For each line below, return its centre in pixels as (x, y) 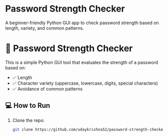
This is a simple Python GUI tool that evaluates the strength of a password (82, 62)
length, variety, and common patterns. (45, 28)
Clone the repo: (29, 120)
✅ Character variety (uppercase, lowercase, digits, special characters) (85, 83)
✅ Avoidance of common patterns (47, 89)
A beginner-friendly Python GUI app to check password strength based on (82, 23)
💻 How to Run (28, 106)
